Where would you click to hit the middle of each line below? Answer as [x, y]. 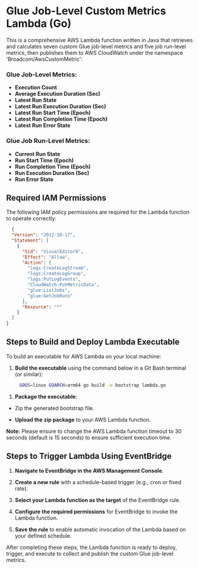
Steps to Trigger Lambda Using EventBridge [89, 456]
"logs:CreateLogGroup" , [57, 274]
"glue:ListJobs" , [49, 290]
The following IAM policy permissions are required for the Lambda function [98, 212]
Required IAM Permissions [56, 198]
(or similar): [29, 374]
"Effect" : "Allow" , [46, 257]
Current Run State [37, 154]
